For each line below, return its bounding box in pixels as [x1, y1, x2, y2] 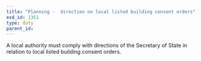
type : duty [6, 20, 34, 26]
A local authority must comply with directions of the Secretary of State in [6, 42, 188, 49]
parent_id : [6, 25, 34, 32]
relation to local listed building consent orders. [6, 48, 122, 56]
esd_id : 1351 [6, 14, 39, 20]
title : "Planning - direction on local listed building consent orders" [6, 8, 196, 15]
